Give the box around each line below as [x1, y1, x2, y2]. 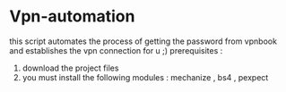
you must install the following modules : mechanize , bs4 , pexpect [22, 71, 269, 82]
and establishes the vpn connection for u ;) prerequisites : [9, 45, 223, 55]
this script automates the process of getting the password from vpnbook [9, 36, 278, 46]
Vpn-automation [9, 6, 135, 27]
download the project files [22, 63, 119, 73]
